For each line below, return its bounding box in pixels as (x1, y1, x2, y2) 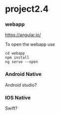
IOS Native (5, 94, 31, 101)
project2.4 (5, 3, 49, 15)
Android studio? (5, 82, 37, 88)
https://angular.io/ (5, 32, 41, 38)
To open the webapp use (5, 42, 55, 47)
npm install (5, 55, 29, 60)
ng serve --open (5, 60, 38, 65)
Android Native (5, 71, 42, 78)
